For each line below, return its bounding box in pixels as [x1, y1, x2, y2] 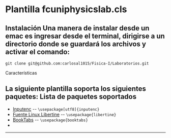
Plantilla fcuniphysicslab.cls [5, 4, 127, 15]
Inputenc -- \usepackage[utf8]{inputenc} [12, 106, 100, 112]
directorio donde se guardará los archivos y [5, 40, 147, 48]
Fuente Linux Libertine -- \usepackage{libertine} [12, 111, 117, 117]
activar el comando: [5, 47, 70, 56]
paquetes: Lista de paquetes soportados [5, 92, 136, 101]
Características [5, 70, 37, 76]
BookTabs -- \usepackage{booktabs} [12, 117, 88, 123]
